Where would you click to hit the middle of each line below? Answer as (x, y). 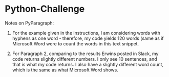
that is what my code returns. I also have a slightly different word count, (88, 64)
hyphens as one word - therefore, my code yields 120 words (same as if (88, 38)
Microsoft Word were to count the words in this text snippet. (76, 43)
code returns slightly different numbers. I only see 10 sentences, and (84, 59)
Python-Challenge (45, 9)
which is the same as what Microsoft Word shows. (65, 70)
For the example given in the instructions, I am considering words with (86, 33)
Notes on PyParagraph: (29, 23)
